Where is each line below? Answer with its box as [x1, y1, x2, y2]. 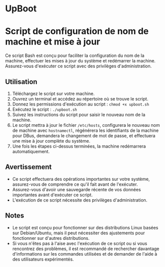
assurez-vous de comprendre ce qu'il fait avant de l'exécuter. [12, 181, 138, 187]
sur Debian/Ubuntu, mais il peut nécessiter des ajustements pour [12, 230, 145, 236]
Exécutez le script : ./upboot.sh [12, 106, 77, 112]
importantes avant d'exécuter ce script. [12, 192, 93, 198]
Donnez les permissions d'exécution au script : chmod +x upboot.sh [12, 101, 150, 107]
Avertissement [5, 163, 52, 171]
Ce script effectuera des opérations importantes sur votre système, [12, 176, 150, 182]
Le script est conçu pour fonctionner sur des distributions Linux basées [12, 224, 159, 230]
